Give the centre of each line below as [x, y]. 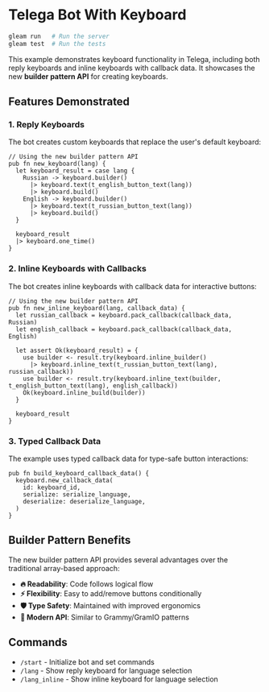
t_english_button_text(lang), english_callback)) [93, 385]
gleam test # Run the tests [57, 44]
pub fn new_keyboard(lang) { [57, 164]
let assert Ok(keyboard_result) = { [77, 350]
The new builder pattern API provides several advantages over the [118, 559]
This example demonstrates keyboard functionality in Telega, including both [134, 59]
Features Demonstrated [69, 102]
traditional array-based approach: [64, 568]
